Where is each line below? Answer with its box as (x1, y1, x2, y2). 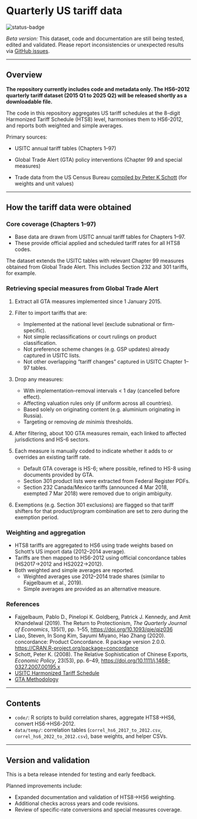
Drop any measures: (14, 375, 64, 382)
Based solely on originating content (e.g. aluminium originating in (23, 405, 181, 412)
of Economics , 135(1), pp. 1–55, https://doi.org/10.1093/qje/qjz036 (14, 626, 173, 633)
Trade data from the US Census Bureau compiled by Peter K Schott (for (14, 173, 188, 180)
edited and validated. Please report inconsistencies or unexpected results (6, 41, 184, 48)
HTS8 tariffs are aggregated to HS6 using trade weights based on (14, 542, 174, 549)
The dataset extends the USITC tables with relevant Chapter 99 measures (6, 257, 185, 264)
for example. (6, 270, 37, 277)
